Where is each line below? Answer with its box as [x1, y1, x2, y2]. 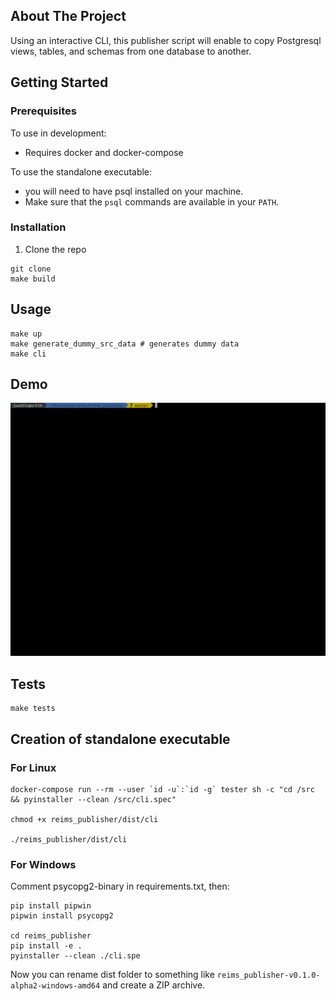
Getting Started [10, 74, 109, 91]
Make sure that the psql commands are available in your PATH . [24, 195, 280, 208]
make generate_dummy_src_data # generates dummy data [10, 339, 240, 349]
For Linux [10, 760, 57, 774]
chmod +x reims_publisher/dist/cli [10, 814, 159, 824]
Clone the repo [24, 243, 87, 255]
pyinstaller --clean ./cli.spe [10, 951, 141, 961]
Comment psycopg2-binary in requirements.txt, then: [10, 880, 230, 893]
